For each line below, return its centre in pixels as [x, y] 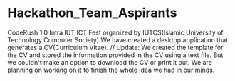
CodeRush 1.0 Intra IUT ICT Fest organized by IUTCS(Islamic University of [116, 32]
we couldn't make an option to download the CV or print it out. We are [110, 62]
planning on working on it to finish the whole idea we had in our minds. [111, 70]
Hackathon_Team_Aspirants [92, 13]
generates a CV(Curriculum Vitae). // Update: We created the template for [115, 47]
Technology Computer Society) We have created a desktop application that [118, 39]
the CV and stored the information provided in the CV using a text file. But [115, 55]
